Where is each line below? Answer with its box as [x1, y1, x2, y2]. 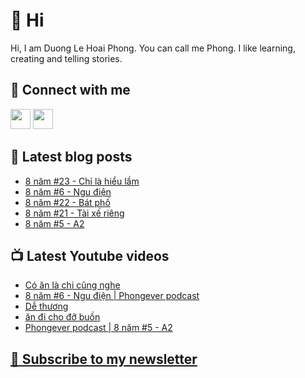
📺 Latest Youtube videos [10, 247, 170, 264]
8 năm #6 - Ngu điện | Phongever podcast [24, 290, 200, 302]
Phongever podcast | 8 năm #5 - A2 [24, 322, 173, 334]
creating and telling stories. [10, 52, 123, 64]
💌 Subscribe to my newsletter [10, 350, 198, 368]
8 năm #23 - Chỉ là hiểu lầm [24, 175, 140, 187]
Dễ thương [24, 300, 69, 313]
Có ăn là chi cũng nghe [24, 279, 121, 291]
